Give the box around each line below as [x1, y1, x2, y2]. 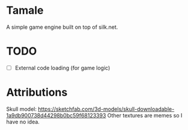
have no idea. [6, 118, 40, 125]
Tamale [6, 4, 44, 17]
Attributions [6, 86, 68, 99]
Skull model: [6, 105, 37, 113]
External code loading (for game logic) [14, 64, 111, 71]
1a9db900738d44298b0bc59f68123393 [6, 111, 106, 119]
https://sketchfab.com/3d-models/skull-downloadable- [38, 105, 175, 113]
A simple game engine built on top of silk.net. [6, 23, 118, 31]
